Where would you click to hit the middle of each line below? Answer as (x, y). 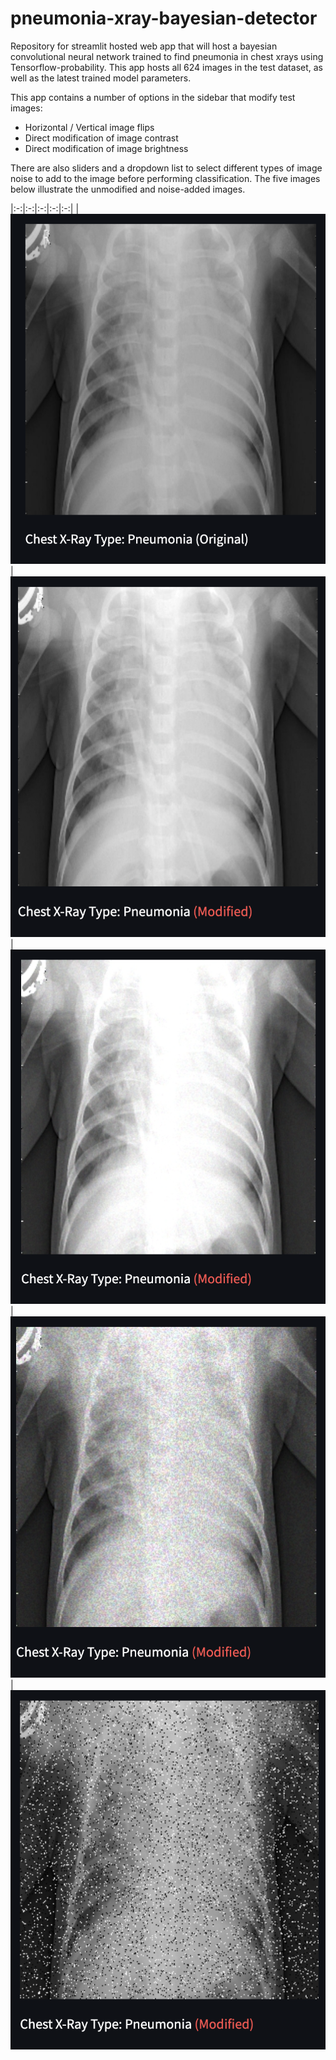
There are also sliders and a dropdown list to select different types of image (166, 168)
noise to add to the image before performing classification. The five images (165, 178)
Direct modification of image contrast (101, 138)
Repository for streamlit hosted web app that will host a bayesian (144, 46)
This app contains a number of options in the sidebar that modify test (153, 97)
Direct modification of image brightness (106, 148)
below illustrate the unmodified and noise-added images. (128, 189)
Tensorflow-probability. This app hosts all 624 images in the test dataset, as (166, 67)
